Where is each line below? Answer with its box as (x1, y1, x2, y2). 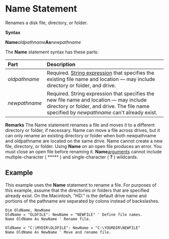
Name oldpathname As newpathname (5, 39, 81, 45)
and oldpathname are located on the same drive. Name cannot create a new (5, 138, 163, 144)
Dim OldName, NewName (5, 207, 51, 213)
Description (47, 61, 75, 68)
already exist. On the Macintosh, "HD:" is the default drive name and (5, 192, 147, 199)
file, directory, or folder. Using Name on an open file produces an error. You (5, 143, 162, 149)
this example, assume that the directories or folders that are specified (5, 187, 149, 193)
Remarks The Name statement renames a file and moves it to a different (5, 122, 155, 128)
